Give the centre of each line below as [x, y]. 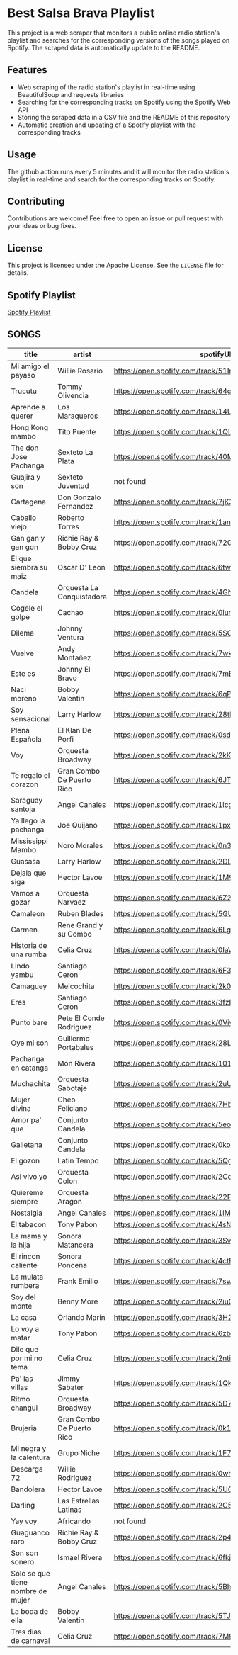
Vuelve [22, 653]
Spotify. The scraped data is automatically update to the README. [104, 47]
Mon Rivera [76, 1063]
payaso [23, 375]
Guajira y [26, 477]
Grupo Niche [79, 1452]
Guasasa [25, 861]
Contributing [36, 201]
